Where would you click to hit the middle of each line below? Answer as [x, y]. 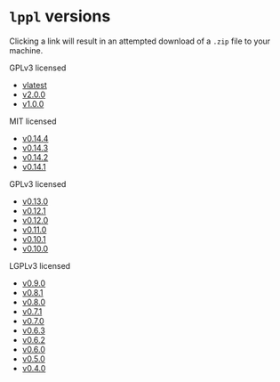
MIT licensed [33, 121]
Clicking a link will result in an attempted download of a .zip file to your [140, 41]
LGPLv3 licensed [40, 265]
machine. [26, 50]
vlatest [34, 85]
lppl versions [60, 16]
